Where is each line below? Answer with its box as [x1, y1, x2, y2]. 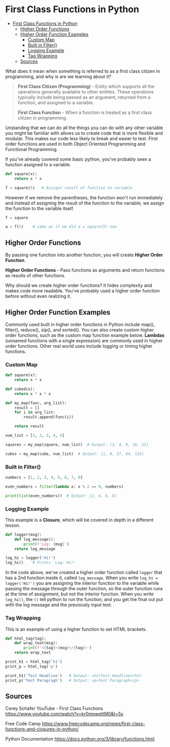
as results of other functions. [5, 273, 66, 279]
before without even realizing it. [5, 293, 72, 300]
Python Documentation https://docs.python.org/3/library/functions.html [5, 736, 155, 742]
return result [14, 424, 44, 429]
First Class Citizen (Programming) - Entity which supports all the [17, 83, 155, 89]
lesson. [5, 522, 21, 528]
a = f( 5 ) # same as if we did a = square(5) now [5, 224, 117, 229]
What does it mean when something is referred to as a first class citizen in [5, 68, 160, 74]
